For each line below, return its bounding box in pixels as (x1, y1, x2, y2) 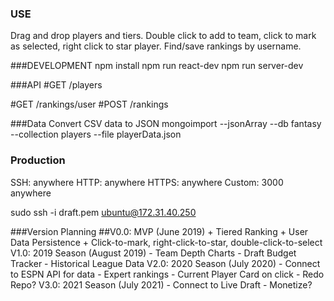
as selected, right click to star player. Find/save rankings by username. (10, 40, 302, 52)
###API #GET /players (10, 79, 103, 91)
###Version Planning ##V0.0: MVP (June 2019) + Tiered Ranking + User (10, 225, 309, 237)
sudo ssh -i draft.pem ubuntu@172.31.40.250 (10, 206, 197, 218)
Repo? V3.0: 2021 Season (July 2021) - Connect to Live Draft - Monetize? (10, 278, 313, 291)
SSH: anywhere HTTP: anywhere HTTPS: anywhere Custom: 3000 (10, 176, 284, 188)
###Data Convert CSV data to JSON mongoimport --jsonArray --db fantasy (10, 118, 322, 130)
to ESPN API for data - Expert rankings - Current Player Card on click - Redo (10, 268, 325, 280)
